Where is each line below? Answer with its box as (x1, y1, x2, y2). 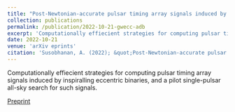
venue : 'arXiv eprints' (7, 43, 77, 50)
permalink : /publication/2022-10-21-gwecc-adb (7, 23, 145, 30)
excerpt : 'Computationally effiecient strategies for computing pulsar (7, 29, 220, 37)
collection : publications (7, 17, 83, 24)
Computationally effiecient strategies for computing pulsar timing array (7, 68, 212, 77)
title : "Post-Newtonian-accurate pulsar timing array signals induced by (7, 10, 227, 17)
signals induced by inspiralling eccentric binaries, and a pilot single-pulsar (7, 76, 222, 84)
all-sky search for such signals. (7, 83, 98, 92)
